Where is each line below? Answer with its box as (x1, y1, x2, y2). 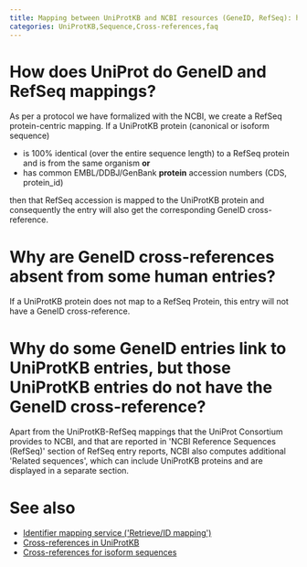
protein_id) (22, 177, 64, 188)
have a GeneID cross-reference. (9, 305, 131, 316)
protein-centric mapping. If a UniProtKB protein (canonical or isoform (9, 121, 270, 132)
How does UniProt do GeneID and (9, 61, 267, 82)
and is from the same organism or (22, 157, 151, 169)
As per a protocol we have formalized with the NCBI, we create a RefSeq (9, 111, 282, 122)
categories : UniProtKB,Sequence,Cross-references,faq (9, 22, 219, 31)
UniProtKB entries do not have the (9, 377, 272, 398)
